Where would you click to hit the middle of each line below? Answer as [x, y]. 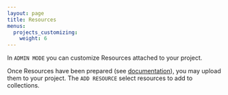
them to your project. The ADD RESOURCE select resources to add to [100, 78]
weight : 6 [34, 39]
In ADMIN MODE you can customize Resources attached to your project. [105, 58]
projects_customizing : [46, 32]
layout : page [26, 13]
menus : [16, 26]
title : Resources [32, 20]
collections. [23, 85]
